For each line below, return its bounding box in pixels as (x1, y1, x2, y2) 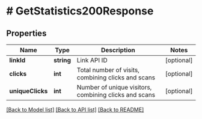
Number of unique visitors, (76, 83, 152, 91)
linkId (9, 56, 26, 64)
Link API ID (76, 56, 108, 64)
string (54, 56, 71, 64)
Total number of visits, (76, 66, 140, 74)
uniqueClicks (9, 87, 48, 95)
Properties (6, 28, 47, 38)
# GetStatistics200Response (6, 4, 154, 18)
